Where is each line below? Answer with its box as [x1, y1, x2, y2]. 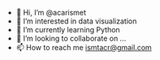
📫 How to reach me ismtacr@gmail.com [15, 43, 152, 52]
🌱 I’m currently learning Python [15, 25, 120, 34]
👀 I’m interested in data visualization [15, 16, 137, 26]
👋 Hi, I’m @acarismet [15, 8, 87, 17]
